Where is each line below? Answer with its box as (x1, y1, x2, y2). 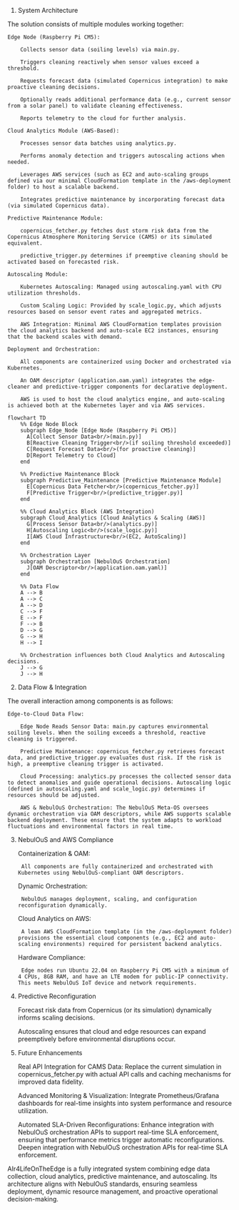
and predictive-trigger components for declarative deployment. (33, 383, 228, 390)
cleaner (7, 383, 31, 390)
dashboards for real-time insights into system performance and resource (17, 1099, 232, 1107)
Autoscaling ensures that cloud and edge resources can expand (17, 1027, 206, 1035)
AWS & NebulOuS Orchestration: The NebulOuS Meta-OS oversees (20, 804, 209, 811)
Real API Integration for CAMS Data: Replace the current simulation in (17, 1062, 222, 1071)
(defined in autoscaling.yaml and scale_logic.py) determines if (7, 786, 205, 793)
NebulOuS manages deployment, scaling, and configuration (21, 895, 198, 903)
